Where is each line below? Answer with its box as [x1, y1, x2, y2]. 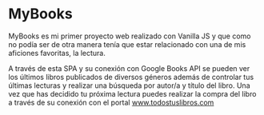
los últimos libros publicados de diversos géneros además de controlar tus [8, 72, 254, 81]
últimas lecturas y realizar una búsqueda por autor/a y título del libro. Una [8, 81, 250, 90]
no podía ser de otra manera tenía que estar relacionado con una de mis [8, 39, 246, 49]
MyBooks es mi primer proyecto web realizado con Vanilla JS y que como [8, 31, 251, 41]
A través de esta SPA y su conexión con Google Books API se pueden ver [8, 63, 250, 73]
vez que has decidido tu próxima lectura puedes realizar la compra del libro [8, 89, 257, 98]
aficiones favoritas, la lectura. [8, 48, 106, 57]
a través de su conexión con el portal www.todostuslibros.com [8, 97, 214, 107]
